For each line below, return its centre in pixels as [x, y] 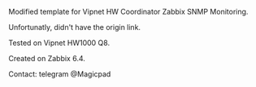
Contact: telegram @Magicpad [60, 74]
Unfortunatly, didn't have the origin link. [74, 27]
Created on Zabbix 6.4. [47, 58]
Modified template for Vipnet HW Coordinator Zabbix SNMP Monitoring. [128, 12]
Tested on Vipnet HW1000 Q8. [59, 43]
